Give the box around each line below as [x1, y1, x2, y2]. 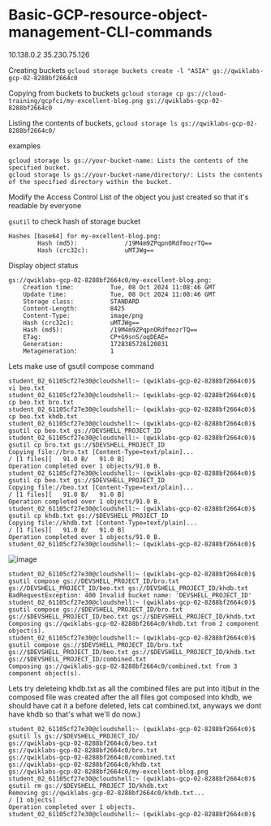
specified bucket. [8, 164, 71, 172]
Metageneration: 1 [23, 347, 114, 355]
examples [8, 140, 41, 151]
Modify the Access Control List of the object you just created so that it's [8, 192, 249, 202]
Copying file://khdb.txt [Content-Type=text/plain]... [8, 519, 198, 527]
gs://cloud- [186, 89, 227, 98]
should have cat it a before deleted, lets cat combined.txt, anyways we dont [8, 700, 262, 710]
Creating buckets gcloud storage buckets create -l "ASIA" [8, 65, 209, 75]
